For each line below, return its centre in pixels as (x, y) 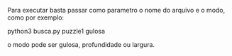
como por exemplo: (36, 17)
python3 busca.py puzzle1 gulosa (56, 31)
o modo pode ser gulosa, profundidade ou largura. (81, 44)
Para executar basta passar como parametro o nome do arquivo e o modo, (116, 10)
